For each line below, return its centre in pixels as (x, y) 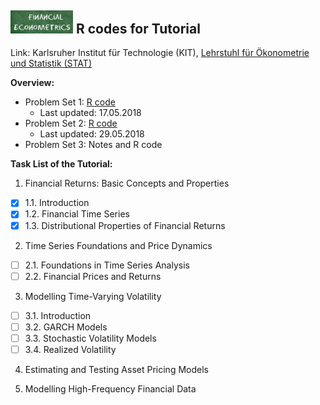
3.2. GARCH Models (66, 327)
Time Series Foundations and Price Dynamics (118, 245)
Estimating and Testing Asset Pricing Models (116, 369)
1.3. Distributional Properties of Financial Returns (125, 225)
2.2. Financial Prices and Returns (93, 276)
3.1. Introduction (58, 315)
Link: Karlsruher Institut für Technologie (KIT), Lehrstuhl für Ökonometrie (160, 53)
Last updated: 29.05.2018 (92, 134)
